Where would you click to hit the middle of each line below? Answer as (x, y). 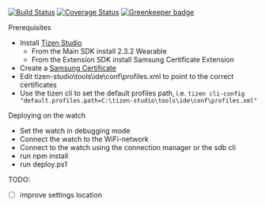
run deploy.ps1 (44, 164)
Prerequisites (30, 27)
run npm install (44, 156)
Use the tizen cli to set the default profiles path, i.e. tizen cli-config (132, 93)
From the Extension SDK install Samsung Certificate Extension (133, 60)
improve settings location (61, 195)
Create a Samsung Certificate (68, 68)
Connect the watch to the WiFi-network (84, 139)
